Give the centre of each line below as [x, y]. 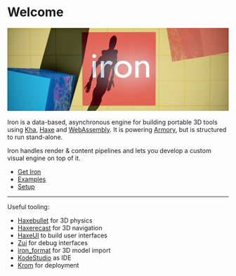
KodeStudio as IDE [44, 258]
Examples [32, 179]
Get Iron [29, 171]
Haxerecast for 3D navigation [60, 228]
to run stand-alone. [35, 137]
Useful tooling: [28, 206]
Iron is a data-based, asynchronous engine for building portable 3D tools [112, 122]
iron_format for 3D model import [64, 250]
